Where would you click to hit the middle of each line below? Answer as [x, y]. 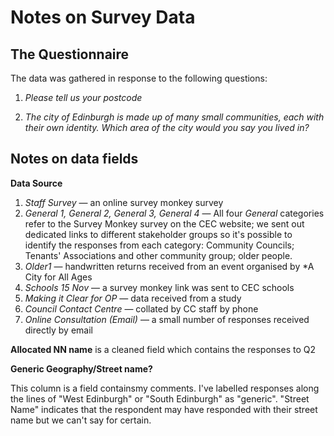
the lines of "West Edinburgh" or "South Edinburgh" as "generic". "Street [160, 398]
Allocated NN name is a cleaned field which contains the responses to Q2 [163, 349]
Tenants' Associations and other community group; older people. [158, 255]
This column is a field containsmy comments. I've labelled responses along [165, 388]
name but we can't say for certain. [81, 420]
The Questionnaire [70, 54]
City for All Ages [58, 277]
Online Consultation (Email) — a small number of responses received [167, 319]
